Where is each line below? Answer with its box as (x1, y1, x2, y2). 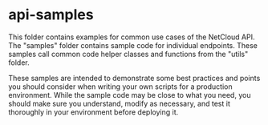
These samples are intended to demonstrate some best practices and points (8, 73, 261, 83)
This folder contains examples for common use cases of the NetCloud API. (8, 32, 255, 42)
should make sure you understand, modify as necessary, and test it (8, 99, 230, 108)
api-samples (8, 6, 94, 24)
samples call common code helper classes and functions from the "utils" (8, 49, 249, 58)
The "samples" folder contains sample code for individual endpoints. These (8, 40, 258, 50)
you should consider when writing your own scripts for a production (8, 82, 233, 91)
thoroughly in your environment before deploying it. (8, 107, 179, 117)
